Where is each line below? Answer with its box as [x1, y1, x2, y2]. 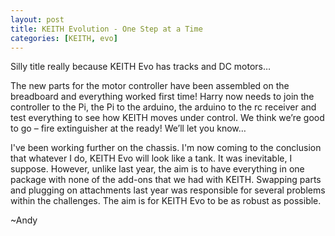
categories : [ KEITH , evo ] [10, 33, 118, 43]
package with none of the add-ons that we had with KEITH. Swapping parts [10, 174, 322, 186]
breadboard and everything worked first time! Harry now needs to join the [10, 91, 315, 103]
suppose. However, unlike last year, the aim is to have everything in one [10, 163, 305, 175]
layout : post [10, 14, 65, 25]
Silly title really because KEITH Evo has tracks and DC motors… [10, 61, 272, 73]
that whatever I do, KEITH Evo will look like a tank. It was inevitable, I [10, 152, 293, 165]
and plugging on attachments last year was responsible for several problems [10, 184, 326, 196]
